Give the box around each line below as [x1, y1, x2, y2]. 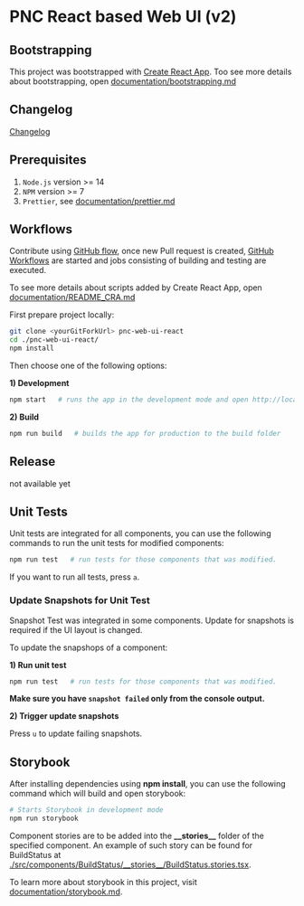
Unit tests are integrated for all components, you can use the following [9, 528, 271, 539]
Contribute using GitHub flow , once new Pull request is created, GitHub [9, 246, 274, 257]
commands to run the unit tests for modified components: [9, 538, 224, 549]
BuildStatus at [9, 850, 62, 861]
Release [9, 454, 56, 469]
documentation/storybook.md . [9, 886, 123, 897]
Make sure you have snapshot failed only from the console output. [9, 694, 265, 704]
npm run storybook [9, 814, 79, 824]
